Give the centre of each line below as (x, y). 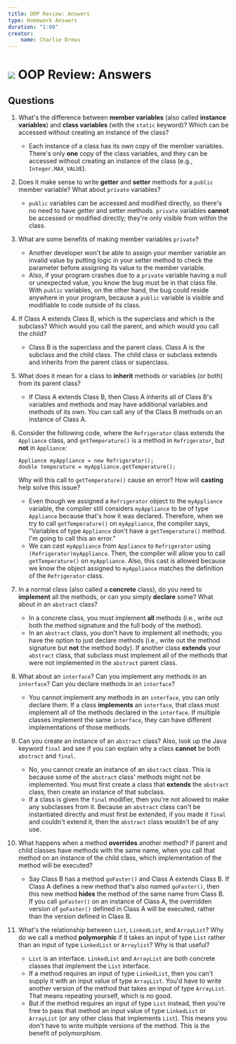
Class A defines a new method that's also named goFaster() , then (124, 887)
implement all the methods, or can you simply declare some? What (116, 597)
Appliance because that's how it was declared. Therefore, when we (126, 516)
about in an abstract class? (58, 605)
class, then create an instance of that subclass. (97, 792)
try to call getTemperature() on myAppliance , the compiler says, (119, 524)
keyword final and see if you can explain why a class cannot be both (119, 749)
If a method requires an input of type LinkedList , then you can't (121, 974)
